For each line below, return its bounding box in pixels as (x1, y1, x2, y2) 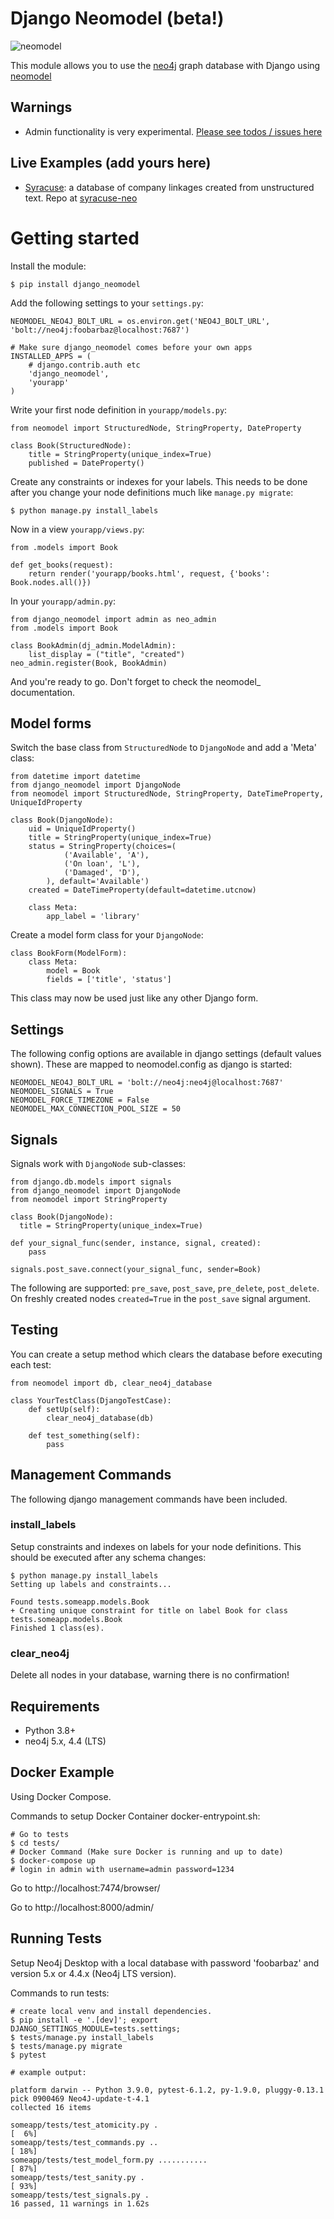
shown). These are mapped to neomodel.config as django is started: (10, 1058, 293, 1071)
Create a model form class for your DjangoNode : (10, 929, 204, 941)
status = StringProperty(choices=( (28, 842, 177, 852)
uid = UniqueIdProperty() (28, 824, 137, 834)
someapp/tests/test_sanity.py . (10, 2172, 145, 2182)
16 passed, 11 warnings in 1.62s (10, 2198, 150, 2209)
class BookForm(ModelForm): (10, 948, 128, 959)
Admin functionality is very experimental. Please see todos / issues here (24, 125, 323, 137)
